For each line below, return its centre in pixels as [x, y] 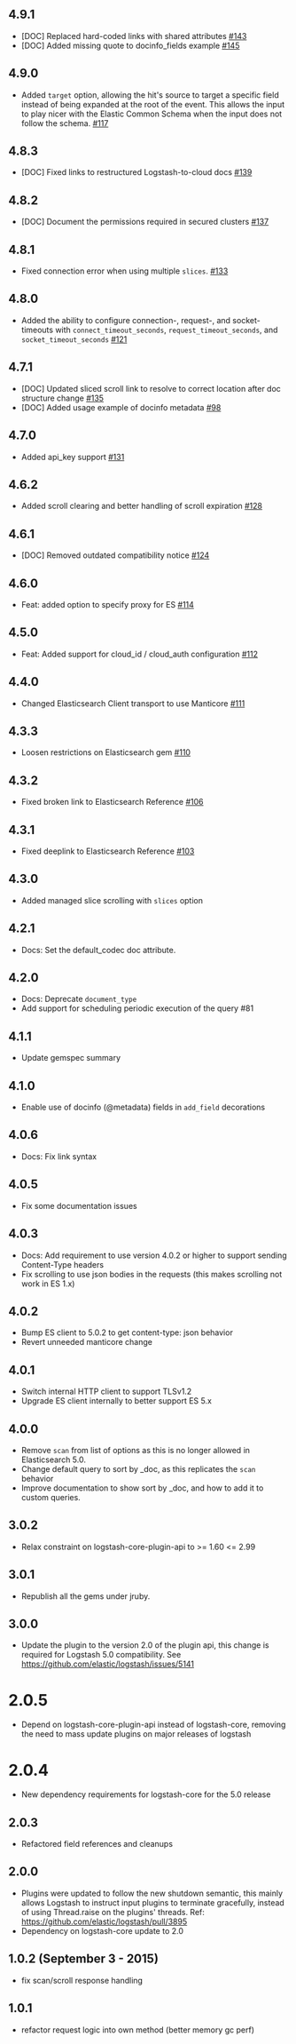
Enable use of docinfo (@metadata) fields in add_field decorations [143, 1107]
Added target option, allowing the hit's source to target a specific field [150, 95]
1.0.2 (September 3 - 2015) [83, 1959]
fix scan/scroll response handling [82, 1980]
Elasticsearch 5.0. [53, 1459]
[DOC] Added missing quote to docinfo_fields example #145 [130, 45]
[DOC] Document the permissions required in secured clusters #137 [145, 222]
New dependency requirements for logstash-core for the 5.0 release [146, 1794]
